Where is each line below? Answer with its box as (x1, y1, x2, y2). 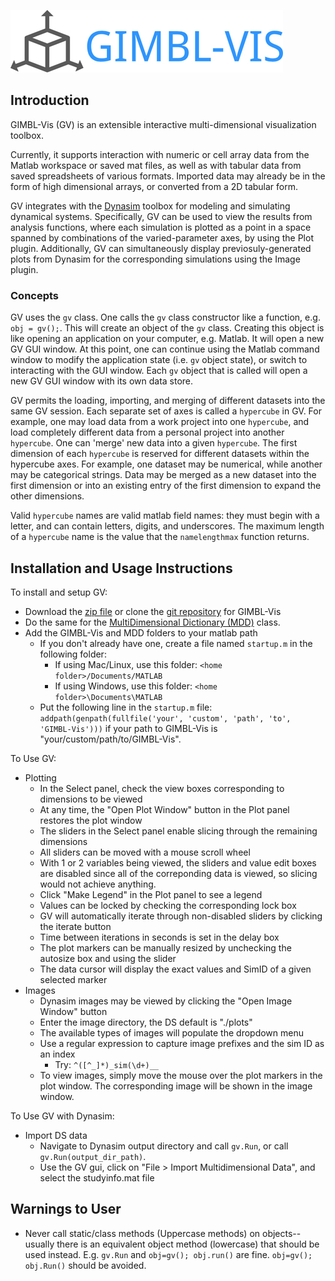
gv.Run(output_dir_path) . (39, 1150, 147, 1162)
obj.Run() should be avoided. (24, 1259, 147, 1271)
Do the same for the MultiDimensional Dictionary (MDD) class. (24, 616, 281, 628)
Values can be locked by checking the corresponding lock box (39, 899, 297, 911)
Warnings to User (10, 1201, 122, 1218)
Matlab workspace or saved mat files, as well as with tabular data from (10, 159, 302, 171)
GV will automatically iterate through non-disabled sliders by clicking (39, 910, 323, 922)
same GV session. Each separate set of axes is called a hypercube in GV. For (10, 405, 322, 417)
